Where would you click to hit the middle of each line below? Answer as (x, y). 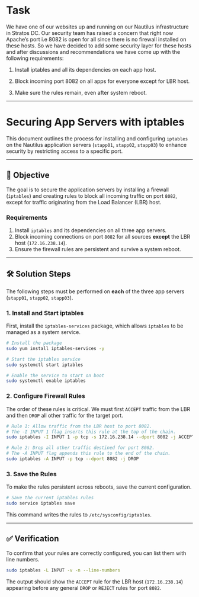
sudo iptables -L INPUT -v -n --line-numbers (63, 570)
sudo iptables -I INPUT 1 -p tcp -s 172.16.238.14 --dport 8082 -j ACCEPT (100, 437)
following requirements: (35, 58)
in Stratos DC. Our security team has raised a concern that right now (90, 33)
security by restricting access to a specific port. (65, 151)
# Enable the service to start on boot (55, 375)
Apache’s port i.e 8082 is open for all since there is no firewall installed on (96, 39)
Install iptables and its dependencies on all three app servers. (91, 230)
